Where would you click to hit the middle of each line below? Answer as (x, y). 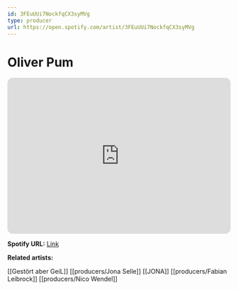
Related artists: (30, 258)
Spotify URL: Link (33, 244)
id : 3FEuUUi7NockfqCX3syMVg (49, 14)
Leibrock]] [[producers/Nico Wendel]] (63, 279)
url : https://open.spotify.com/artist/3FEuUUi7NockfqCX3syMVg (101, 27)
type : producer (30, 21)
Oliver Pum (40, 62)
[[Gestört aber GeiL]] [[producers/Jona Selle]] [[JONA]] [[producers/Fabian (117, 272)
